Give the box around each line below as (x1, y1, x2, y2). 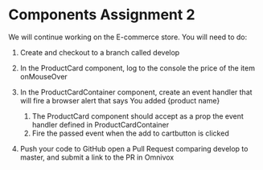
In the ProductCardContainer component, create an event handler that (19, 87, 253, 97)
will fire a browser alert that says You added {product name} (19, 95, 220, 105)
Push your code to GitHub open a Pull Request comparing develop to (19, 144, 249, 153)
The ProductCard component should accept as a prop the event (31, 111, 244, 121)
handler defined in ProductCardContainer (31, 119, 170, 129)
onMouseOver (19, 71, 68, 81)
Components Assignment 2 (8, 6, 195, 24)
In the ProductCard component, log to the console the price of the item (19, 63, 256, 73)
